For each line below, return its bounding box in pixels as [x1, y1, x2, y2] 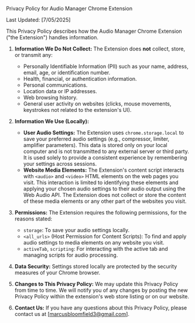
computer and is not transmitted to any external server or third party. [23, 148, 189, 155]
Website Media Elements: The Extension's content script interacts [23, 166, 184, 174]
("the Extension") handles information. [6, 34, 98, 40]
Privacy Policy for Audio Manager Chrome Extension [6, 5, 133, 12]
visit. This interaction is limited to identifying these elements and [23, 179, 179, 186]
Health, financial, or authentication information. [23, 76, 137, 82]
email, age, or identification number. [23, 69, 111, 76]
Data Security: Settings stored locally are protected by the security [14, 263, 177, 270]
